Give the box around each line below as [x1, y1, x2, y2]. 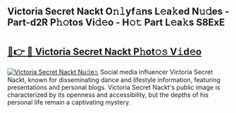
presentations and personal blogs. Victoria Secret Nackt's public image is [7, 84, 221, 91]
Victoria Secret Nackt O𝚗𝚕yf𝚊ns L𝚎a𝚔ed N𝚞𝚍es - [7, 6, 230, 18]
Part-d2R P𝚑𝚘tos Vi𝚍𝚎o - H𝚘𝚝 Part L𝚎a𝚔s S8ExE [7, 17, 225, 29]
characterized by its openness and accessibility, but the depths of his [7, 91, 209, 99]
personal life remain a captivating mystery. [7, 98, 131, 106]
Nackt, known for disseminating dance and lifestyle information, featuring [7, 76, 221, 84]
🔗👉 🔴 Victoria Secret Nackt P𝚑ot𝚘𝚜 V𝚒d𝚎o [7, 46, 202, 58]
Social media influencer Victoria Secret [99, 68, 213, 76]
